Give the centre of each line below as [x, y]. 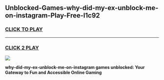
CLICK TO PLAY [24, 30]
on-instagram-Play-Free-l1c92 [52, 16]
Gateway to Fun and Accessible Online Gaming [53, 72]
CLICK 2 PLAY [22, 48]
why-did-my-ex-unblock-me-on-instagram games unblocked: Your [75, 67]
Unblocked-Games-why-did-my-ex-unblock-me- [82, 8]
